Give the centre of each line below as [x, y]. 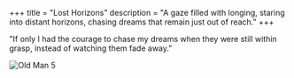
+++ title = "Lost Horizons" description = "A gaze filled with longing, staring [147, 13]
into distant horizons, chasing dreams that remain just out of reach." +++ [142, 22]
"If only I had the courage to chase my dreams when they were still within [143, 39]
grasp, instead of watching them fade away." [91, 48]
